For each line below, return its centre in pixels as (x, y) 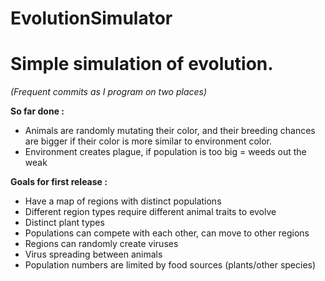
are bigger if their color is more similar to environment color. (148, 141)
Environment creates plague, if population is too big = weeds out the (165, 152)
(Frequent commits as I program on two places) (109, 92)
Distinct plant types (64, 223)
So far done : (37, 111)
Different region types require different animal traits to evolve (150, 212)
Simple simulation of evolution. (142, 64)
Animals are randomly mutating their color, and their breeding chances (170, 131)
